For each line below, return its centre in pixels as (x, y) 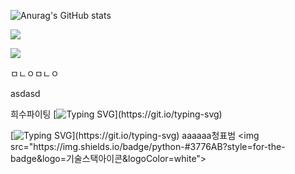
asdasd (25, 93)
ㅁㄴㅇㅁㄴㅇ (35, 73)
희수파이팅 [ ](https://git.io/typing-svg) (116, 114)
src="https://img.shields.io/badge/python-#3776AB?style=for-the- (148, 146)
